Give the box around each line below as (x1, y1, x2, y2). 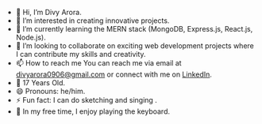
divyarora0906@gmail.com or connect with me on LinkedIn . (15, 70, 213, 79)
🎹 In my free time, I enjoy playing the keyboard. (15, 107, 171, 116)
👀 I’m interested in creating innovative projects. (15, 16, 170, 25)
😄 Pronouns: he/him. (15, 87, 86, 96)
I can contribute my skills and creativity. (15, 50, 146, 58)
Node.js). (15, 32, 46, 42)
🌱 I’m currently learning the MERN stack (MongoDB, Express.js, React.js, (15, 24, 253, 33)
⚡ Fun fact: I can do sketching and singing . (15, 96, 157, 104)
